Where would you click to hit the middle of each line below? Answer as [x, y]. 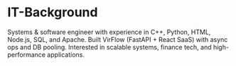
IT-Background [53, 12]
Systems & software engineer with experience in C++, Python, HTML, [109, 32]
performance [27, 55]
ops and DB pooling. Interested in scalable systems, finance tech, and [109, 47]
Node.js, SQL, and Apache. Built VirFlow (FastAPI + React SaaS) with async [118, 39]
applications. [66, 55]
